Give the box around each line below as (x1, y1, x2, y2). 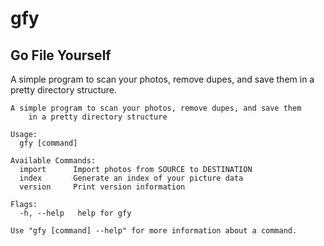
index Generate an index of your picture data (19, 173, 244, 183)
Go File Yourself (10, 47, 112, 64)
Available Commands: (10, 156, 97, 166)
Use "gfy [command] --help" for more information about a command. (10, 226, 298, 236)
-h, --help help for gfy (19, 208, 132, 218)
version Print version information (19, 182, 186, 192)
